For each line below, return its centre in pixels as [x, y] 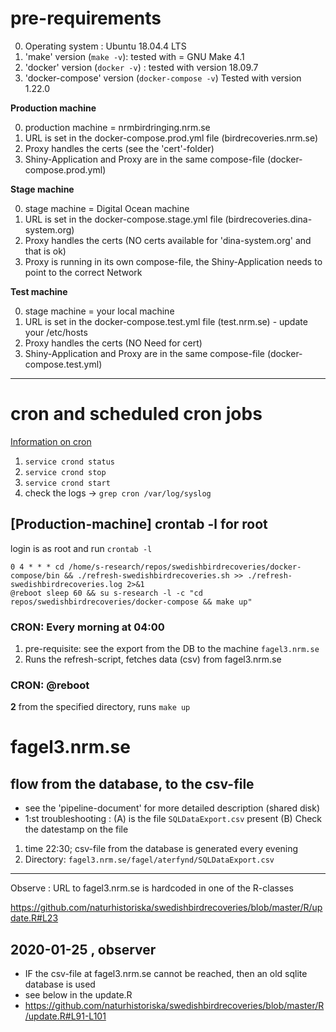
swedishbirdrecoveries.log [66, 584]
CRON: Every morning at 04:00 [87, 627]
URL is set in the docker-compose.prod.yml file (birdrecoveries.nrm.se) [171, 138]
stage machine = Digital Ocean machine [107, 208]
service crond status [69, 462]
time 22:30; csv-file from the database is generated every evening [161, 849]
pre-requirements [86, 18]
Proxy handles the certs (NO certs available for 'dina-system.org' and [168, 240]
